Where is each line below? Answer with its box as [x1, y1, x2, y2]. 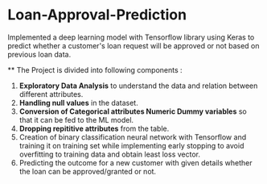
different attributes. [18, 89, 84, 98]
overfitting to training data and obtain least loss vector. [18, 149, 200, 159]
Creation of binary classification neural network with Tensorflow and [18, 132, 247, 142]
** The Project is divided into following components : [7, 65, 183, 74]
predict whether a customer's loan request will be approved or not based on [7, 40, 260, 50]
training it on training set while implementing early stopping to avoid [18, 140, 244, 150]
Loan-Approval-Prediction [7, 6, 187, 24]
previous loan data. [7, 49, 72, 59]
